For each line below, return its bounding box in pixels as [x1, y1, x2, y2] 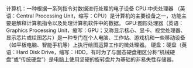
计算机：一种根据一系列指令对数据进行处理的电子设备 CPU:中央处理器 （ [6, 5, 180, 12]
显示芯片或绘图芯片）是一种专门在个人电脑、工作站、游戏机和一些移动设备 [6, 34, 185, 41]
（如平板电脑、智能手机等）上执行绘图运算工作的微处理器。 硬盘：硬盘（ [6, 41, 182, 48]
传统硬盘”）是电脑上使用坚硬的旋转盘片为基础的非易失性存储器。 [20, 56, 177, 63]
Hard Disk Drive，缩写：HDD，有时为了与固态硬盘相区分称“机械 [16, 49, 170, 55]
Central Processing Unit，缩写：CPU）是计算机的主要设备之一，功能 [16, 12, 182, 19]
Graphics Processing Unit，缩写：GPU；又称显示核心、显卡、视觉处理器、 [6, 27, 186, 34]
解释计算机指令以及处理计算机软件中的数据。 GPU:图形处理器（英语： [16, 20, 184, 26]
